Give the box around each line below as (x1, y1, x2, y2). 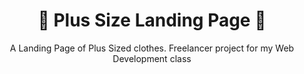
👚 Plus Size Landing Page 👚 (37, 9, 267, 32)
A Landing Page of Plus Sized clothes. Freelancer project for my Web (9, 42, 295, 54)
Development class (112, 52, 192, 64)
